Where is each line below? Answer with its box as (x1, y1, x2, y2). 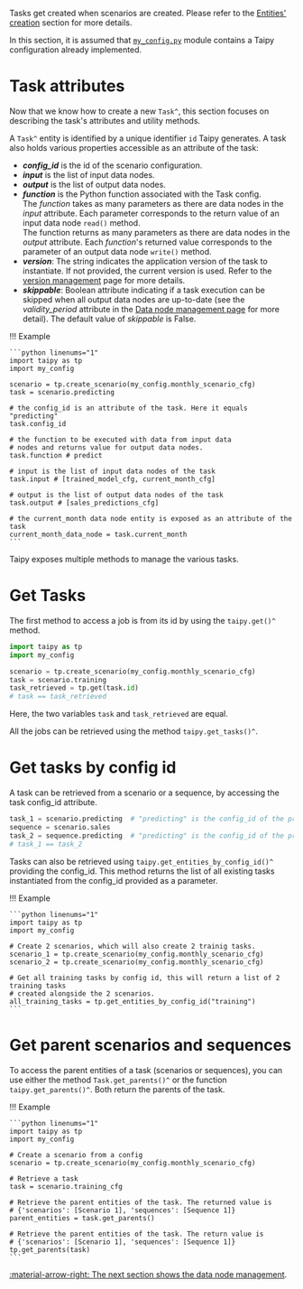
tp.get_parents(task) (9, 1245, 91, 1254)
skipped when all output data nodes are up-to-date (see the (22, 293, 245, 305)
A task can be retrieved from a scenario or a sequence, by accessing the (9, 787, 280, 798)
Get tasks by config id (9, 757, 177, 778)
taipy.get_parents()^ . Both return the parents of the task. (9, 1083, 225, 1095)
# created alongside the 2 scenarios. (9, 988, 155, 998)
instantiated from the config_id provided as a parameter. (9, 875, 218, 886)
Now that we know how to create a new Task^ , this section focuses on (9, 106, 270, 116)
